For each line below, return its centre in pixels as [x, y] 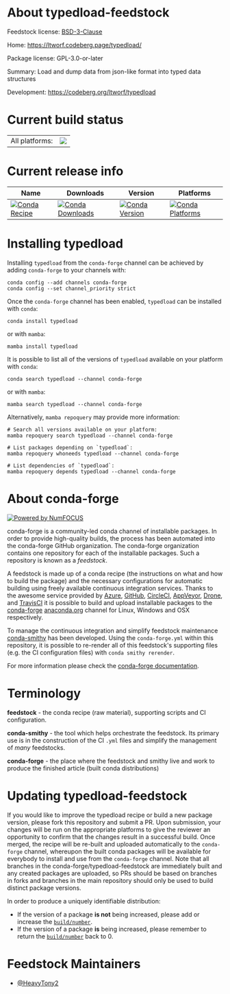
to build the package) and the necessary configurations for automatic [105, 580]
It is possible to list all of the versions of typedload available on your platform [115, 359]
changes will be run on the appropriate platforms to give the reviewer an [109, 829]
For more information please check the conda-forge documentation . [103, 665]
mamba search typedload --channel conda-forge [75, 404]
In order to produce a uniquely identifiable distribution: [84, 901]
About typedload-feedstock [88, 13]
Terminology [44, 693]
